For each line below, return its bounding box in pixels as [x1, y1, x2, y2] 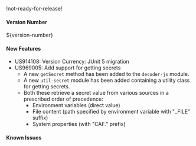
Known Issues [6, 134, 42, 141]
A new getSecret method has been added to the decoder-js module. [23, 71, 190, 78]
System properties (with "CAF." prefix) [32, 121, 126, 128]
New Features [6, 45, 41, 52]
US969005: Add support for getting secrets [14, 64, 121, 71]
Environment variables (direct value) [32, 102, 120, 109]
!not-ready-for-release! [6, 5, 63, 12]
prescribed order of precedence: [23, 95, 103, 102]
